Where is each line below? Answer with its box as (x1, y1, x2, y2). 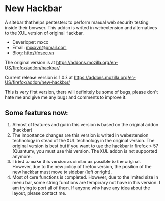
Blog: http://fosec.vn (12, 50, 54, 56)
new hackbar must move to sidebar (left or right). (12, 169, 112, 175)
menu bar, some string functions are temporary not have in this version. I (12, 179, 160, 185)
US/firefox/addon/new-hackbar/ (5, 80, 70, 85)
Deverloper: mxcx (12, 39, 48, 45)
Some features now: (5, 109, 68, 117)
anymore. (12, 153, 32, 159)
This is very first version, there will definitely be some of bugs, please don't (5, 89, 158, 95)
